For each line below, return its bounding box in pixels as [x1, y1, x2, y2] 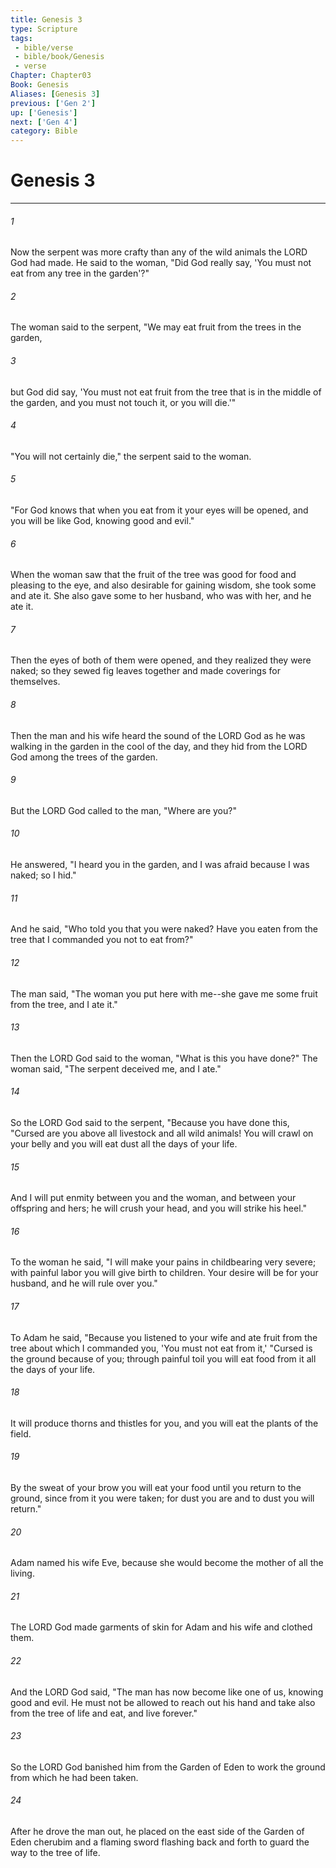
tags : [10, 33, 33, 43]
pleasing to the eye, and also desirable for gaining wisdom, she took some [10, 579, 317, 591]
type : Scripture [10, 24, 78, 34]
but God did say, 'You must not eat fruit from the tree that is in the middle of [10, 386, 322, 398]
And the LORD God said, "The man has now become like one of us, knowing [10, 1686, 324, 1698]
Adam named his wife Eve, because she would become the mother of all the [10, 1557, 324, 1569]
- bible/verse [14, 42, 74, 53]
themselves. [10, 676, 61, 688]
